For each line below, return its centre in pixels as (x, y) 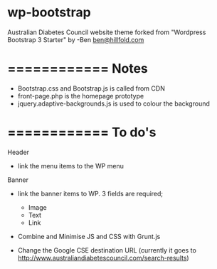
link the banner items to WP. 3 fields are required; (90, 193)
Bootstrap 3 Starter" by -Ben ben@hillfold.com (76, 39)
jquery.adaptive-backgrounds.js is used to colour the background (113, 103)
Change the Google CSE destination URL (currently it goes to (107, 250)
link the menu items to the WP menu (71, 166)
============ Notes (78, 69)
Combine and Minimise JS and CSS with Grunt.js (89, 236)
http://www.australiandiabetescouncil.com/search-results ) (104, 258)
